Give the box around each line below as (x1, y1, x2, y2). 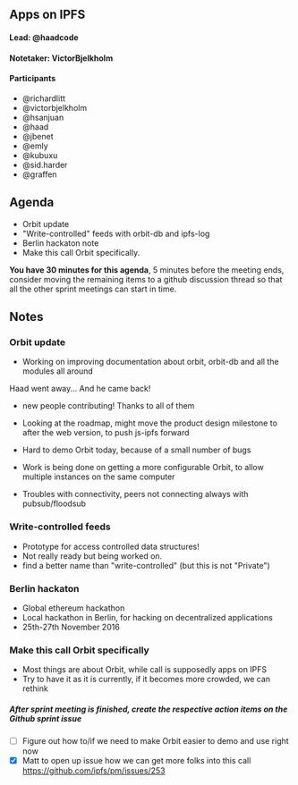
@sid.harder (21, 159, 68, 170)
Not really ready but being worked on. (21, 550, 163, 561)
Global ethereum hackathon (21, 603, 125, 613)
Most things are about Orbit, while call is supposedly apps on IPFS (21, 664, 268, 675)
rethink (21, 683, 49, 694)
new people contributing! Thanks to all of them (21, 401, 195, 411)
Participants (9, 73, 56, 84)
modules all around (21, 366, 94, 376)
